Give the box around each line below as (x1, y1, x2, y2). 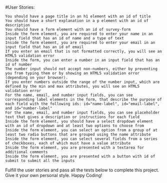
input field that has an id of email (5, 44, 84, 49)
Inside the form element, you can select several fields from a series (5, 136, 157, 141)
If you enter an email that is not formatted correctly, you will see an (5, 49, 162, 54)
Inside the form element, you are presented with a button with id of (5, 154, 155, 159)
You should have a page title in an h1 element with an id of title (5, 14, 151, 19)
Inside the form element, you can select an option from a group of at (5, 127, 157, 132)
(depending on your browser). (5, 75, 68, 80)
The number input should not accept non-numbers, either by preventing (5, 66, 157, 71)
